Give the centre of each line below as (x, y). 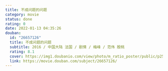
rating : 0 (15, 24)
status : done (19, 19)
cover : (16, 56)
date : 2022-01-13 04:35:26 (33, 28)
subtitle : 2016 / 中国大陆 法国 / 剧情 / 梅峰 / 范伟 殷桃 (67, 47)
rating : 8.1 (22, 51)
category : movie (22, 14)
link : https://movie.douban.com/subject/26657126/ (63, 61)
